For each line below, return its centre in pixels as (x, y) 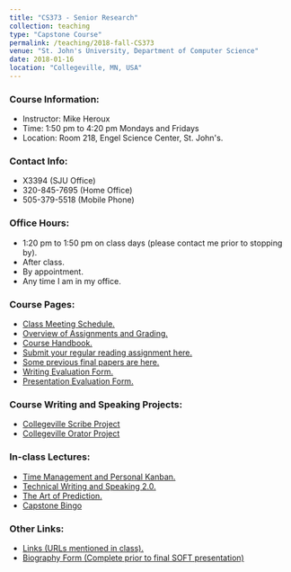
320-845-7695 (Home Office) (77, 191)
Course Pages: (42, 304)
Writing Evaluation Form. (68, 372)
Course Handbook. (57, 344)
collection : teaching (50, 26)
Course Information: (55, 99)
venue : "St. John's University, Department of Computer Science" (134, 51)
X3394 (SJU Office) (59, 181)
